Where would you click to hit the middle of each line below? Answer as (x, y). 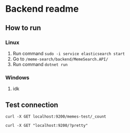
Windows (17, 77)
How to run (23, 28)
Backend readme (42, 9)
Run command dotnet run (40, 64)
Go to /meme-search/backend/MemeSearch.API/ (60, 59)
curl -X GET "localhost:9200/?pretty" (47, 125)
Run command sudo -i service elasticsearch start (69, 53)
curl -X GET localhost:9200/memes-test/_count (56, 116)
